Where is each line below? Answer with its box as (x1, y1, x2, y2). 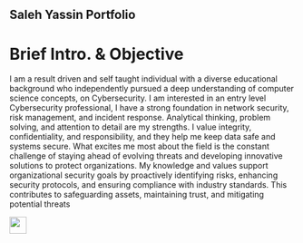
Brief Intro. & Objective (9, 44, 184, 64)
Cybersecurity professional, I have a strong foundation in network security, (9, 102, 289, 113)
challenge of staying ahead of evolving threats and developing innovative (9, 151, 283, 161)
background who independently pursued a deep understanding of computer (9, 83, 295, 94)
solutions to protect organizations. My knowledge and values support (9, 160, 269, 171)
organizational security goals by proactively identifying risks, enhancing (9, 170, 279, 180)
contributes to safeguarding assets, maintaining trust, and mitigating (9, 190, 265, 200)
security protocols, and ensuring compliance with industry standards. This (9, 180, 288, 190)
